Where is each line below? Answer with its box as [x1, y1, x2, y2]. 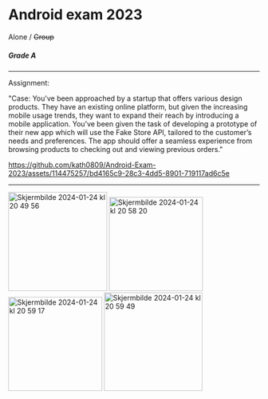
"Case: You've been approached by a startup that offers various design [8, 94, 242, 103]
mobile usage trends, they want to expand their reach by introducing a [8, 110, 239, 120]
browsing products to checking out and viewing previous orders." [8, 144, 223, 154]
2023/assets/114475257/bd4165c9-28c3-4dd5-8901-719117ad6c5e [8, 168, 230, 178]
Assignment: [8, 78, 49, 87]
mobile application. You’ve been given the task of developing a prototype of [8, 118, 258, 129]
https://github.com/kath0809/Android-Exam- [8, 160, 157, 170]
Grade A [8, 50, 37, 60]
